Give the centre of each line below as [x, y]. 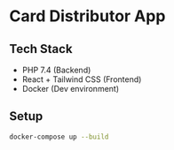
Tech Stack [41, 49]
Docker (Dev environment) [71, 89]
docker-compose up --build [59, 137]
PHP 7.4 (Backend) [56, 70]
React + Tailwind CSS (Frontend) [82, 79]
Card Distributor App [87, 16]
